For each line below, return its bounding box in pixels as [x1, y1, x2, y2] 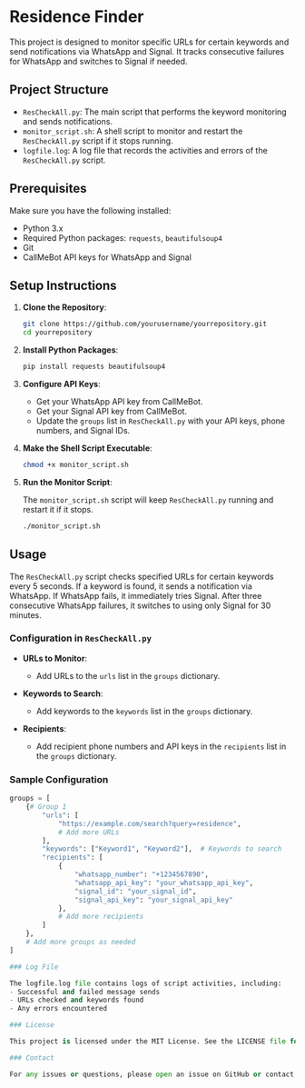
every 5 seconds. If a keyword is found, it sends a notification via [9, 580, 252, 592]
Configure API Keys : [22, 379, 102, 389]
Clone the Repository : [22, 302, 107, 313]
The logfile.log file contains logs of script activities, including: [9, 979, 282, 988]
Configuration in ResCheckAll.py [9, 632, 152, 644]
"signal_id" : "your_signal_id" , [74, 886, 197, 896]
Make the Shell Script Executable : [22, 443, 152, 454]
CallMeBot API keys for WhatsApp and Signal [22, 252, 192, 263]
